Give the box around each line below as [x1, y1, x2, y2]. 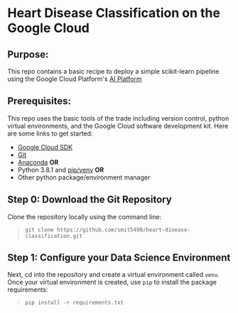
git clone [24, 226, 55, 234]
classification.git [24, 232, 83, 239]
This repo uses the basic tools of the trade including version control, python [7, 114, 229, 122]
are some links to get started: [7, 129, 93, 138]
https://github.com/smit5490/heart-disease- [56, 226, 191, 234]
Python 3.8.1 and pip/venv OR [17, 165, 104, 174]
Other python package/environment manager [17, 172, 151, 182]
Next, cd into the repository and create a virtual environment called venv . [7, 270, 220, 279]
